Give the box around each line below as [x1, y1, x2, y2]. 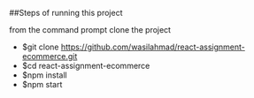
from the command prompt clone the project [9, 25, 171, 34]
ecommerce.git [21, 51, 78, 61]
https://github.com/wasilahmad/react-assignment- [60, 41, 246, 52]
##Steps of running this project [9, 8, 123, 18]
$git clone [21, 41, 59, 52]
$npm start [21, 79, 63, 89]
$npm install [21, 70, 68, 80]
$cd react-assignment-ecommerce [21, 61, 150, 71]
